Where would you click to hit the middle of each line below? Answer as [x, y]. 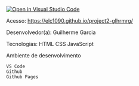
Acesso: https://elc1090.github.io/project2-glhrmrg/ [69, 21]
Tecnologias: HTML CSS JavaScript [50, 44]
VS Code [16, 66]
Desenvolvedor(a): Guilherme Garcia [51, 32]
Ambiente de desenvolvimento [44, 56]
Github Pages [22, 77]
